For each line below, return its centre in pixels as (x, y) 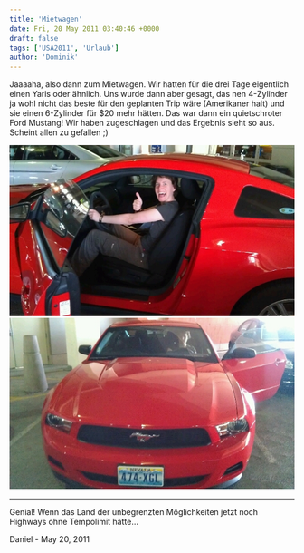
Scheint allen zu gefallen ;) (59, 132)
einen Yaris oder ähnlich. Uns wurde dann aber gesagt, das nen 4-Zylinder (148, 94)
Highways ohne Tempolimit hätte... (74, 521)
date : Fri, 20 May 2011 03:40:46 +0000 (85, 29)
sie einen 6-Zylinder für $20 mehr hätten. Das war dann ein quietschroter (146, 113)
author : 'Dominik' (44, 58)
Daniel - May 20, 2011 (50, 538)
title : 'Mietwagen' (46, 19)
